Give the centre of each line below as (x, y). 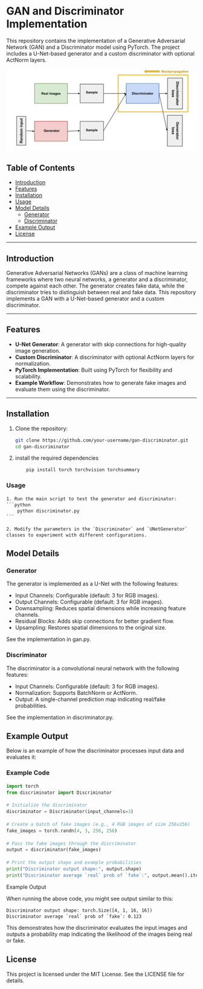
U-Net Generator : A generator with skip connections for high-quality (101, 344)
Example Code (28, 773)
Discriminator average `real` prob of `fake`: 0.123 (74, 917)
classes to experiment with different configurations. (77, 535)
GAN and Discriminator (65, 11)
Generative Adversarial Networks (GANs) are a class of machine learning (97, 273)
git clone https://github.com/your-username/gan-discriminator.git (101, 440)
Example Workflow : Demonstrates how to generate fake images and (100, 382)
